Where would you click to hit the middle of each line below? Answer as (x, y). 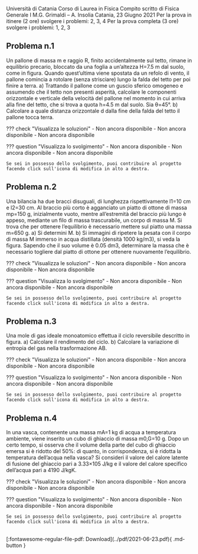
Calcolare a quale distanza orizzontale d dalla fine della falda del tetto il (93, 111)
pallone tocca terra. (30, 117)
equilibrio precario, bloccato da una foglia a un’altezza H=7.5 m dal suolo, (95, 66)
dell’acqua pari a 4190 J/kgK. (41, 470)
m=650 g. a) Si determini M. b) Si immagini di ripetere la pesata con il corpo (98, 233)
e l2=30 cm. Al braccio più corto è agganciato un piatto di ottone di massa (97, 208)
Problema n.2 (31, 187)
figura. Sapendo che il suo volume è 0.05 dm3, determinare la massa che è (98, 245)
